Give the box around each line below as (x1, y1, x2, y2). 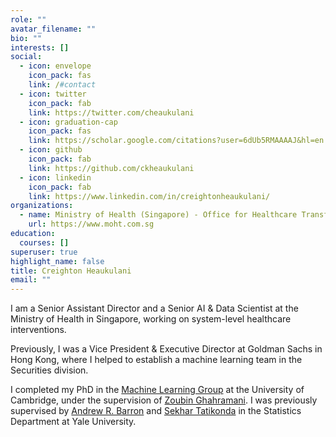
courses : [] (19, 237, 70, 248)
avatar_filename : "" (10, 24, 97, 34)
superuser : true (10, 247, 78, 257)
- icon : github (19, 145, 83, 155)
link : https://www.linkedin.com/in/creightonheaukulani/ (28, 191, 271, 201)
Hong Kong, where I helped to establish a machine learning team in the (10, 354, 303, 366)
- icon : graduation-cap (19, 117, 118, 127)
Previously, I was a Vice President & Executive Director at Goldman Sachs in (10, 343, 323, 355)
